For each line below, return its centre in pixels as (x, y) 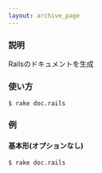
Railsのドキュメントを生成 (51, 64)
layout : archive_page (44, 16)
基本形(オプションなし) (46, 145)
